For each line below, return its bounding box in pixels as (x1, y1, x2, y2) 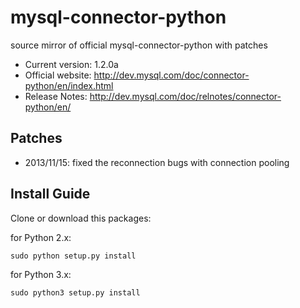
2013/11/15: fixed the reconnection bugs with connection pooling (24, 156, 290, 168)
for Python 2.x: (10, 231, 72, 243)
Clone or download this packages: (10, 212, 152, 224)
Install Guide (10, 186, 91, 203)
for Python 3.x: (10, 268, 72, 280)
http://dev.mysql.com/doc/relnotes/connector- (89, 90, 282, 102)
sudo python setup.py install (10, 251, 137, 261)
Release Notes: (24, 90, 88, 102)
